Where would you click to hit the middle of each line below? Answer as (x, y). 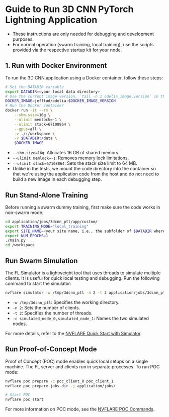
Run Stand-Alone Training (47, 195)
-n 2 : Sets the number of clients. (46, 307)
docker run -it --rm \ (29, 111)
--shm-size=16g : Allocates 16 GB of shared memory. (66, 153)
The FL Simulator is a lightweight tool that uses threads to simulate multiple (83, 273)
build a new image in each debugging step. (57, 179)
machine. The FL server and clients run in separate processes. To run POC (82, 367)
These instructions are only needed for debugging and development (83, 34)
